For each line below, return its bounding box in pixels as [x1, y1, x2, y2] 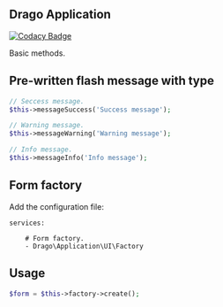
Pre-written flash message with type [9, 73, 214, 88]
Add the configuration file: [9, 201, 104, 211]
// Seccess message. [9, 96, 85, 105]
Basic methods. [9, 48, 66, 58]
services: [9, 219, 46, 227]
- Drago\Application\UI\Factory [25, 242, 144, 250]
